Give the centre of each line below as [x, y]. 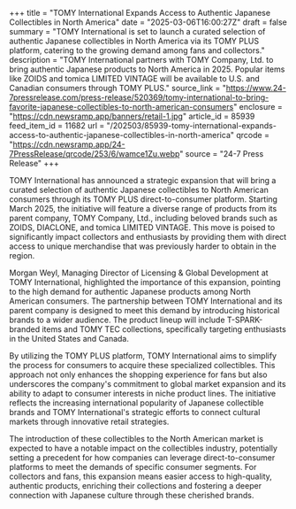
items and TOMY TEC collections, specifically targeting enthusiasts [164, 329]
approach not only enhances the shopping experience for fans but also [138, 374]
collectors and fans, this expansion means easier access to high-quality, [140, 476]
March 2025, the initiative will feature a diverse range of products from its [143, 208]
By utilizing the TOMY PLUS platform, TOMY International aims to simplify [143, 356]
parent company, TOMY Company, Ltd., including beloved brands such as [144, 218]
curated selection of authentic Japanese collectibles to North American [139, 190]
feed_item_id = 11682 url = [57, 126]
